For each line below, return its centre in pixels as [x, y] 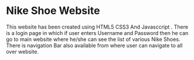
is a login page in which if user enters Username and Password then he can [97, 33]
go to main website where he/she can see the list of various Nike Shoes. [93, 39]
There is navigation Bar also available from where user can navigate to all [94, 45]
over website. [23, 51]
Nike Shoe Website [53, 11]
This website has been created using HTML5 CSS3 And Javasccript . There [97, 27]
